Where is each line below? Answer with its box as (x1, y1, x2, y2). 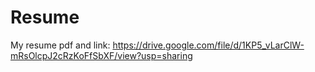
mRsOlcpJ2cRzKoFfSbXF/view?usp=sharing (10, 49, 193, 61)
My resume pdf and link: (10, 39, 111, 51)
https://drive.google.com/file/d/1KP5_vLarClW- (112, 39, 305, 51)
